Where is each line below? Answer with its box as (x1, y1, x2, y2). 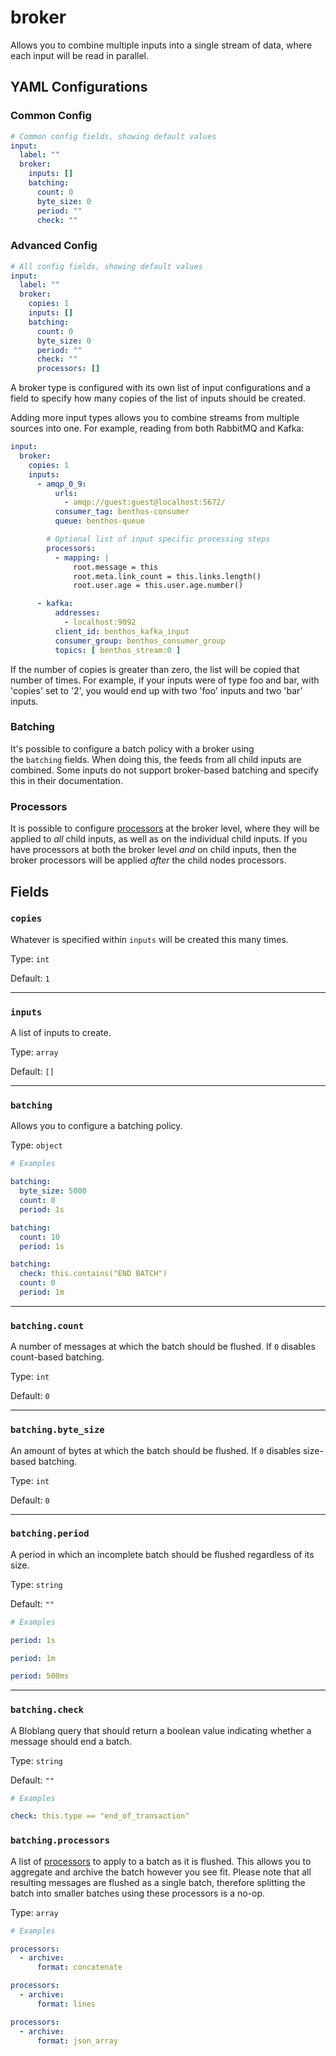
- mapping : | (54, 552, 110, 563)
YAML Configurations (10, 79, 148, 96)
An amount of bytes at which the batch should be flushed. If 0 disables (10, 1444, 302, 1456)
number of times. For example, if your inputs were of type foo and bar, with (10, 674, 320, 686)
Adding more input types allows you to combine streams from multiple (10, 412, 300, 424)
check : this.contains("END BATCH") (19, 1269, 168, 1279)
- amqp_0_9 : (36, 479, 87, 489)
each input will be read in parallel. (10, 49, 150, 61)
